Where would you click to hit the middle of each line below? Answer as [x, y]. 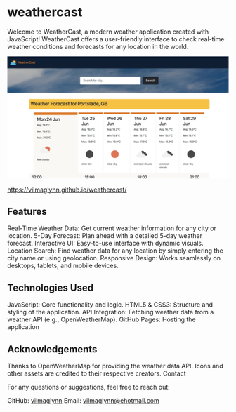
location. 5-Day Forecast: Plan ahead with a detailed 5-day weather [105, 236]
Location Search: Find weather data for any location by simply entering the [115, 251]
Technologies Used [50, 287]
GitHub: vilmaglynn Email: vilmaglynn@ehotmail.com [83, 400]
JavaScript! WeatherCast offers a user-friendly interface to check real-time [116, 39]
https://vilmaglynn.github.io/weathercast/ [67, 190]
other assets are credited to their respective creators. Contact [97, 373]
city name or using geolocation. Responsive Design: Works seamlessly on [114, 258]
